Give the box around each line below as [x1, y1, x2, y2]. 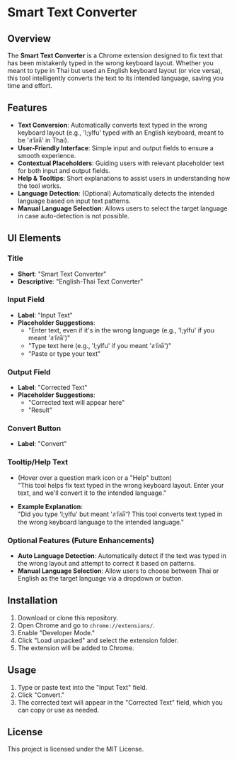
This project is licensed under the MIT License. [7, 745, 144, 754]
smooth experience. [17, 151, 76, 160]
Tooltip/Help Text [7, 457, 69, 467]
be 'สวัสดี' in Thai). [17, 135, 69, 144]
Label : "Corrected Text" [17, 384, 88, 392]
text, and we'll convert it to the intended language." [17, 488, 167, 497]
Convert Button [7, 423, 62, 433]
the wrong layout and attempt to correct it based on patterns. [17, 559, 196, 567]
